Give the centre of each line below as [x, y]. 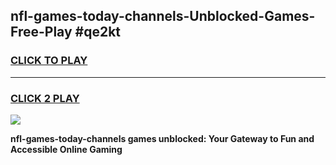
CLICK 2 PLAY [45, 98]
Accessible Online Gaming [66, 149]
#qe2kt [98, 32]
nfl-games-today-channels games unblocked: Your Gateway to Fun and [162, 138]
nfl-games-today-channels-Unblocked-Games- [163, 16]
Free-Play [41, 32]
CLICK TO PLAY [49, 61]
